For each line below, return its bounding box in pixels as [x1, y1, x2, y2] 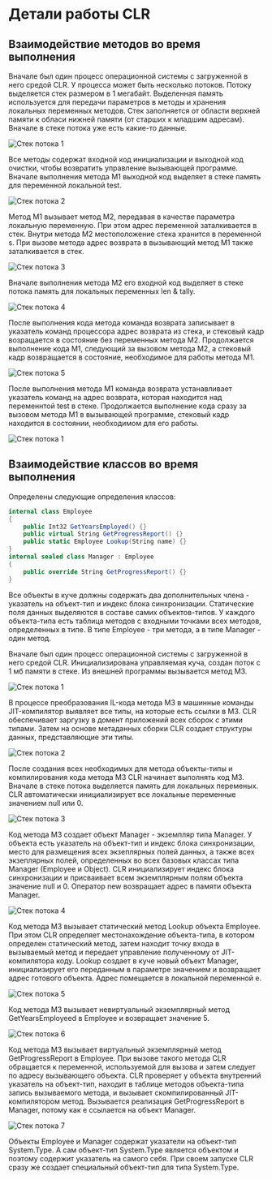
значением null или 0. [8, 798, 84, 807]
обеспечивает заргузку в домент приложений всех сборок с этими [8, 715, 244, 725]
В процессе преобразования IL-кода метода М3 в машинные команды [8, 697, 254, 707]
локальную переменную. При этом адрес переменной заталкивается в [8, 221, 257, 230]
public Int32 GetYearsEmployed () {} [23, 523, 148, 531]
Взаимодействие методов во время [8, 37, 201, 51]
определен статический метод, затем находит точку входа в [8, 938, 220, 948]
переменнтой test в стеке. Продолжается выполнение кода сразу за [8, 401, 248, 411]
